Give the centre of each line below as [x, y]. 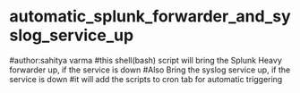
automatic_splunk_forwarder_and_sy [150, 17]
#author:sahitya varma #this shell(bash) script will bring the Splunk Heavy [146, 60]
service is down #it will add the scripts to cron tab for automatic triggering [146, 79]
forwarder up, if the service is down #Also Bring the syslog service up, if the [150, 70]
